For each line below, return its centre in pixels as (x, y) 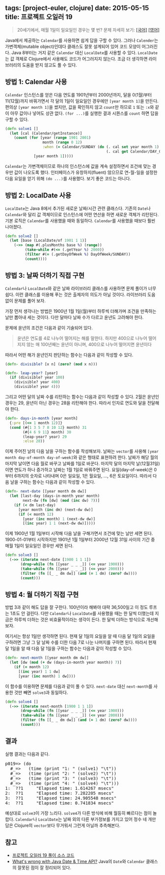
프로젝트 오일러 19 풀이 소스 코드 (43, 855)
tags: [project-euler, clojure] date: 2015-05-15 (77, 8)
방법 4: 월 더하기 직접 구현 (42, 595)
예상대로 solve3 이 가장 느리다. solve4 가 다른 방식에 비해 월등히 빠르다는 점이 (79, 813)
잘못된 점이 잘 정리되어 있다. (44, 867)
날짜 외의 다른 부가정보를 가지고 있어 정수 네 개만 (110, 819)
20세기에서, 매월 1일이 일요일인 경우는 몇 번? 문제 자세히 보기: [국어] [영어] (88, 30)
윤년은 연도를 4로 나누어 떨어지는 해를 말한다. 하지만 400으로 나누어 (82, 338)
